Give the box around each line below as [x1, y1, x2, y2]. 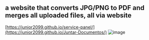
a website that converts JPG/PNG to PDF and [5, 4, 145, 12]
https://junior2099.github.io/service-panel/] [6, 24, 95, 30]
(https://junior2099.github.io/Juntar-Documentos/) [5, 29, 107, 35]
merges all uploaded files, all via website [5, 12, 132, 20]
